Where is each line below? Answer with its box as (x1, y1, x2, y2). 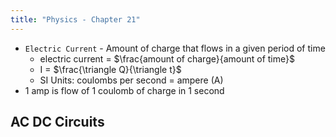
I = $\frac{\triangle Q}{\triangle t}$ (39, 63, 182, 75)
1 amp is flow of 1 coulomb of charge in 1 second (24, 84, 225, 96)
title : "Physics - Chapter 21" (10, 14, 141, 25)
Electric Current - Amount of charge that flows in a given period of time (24, 42, 326, 54)
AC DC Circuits (10, 114, 105, 131)
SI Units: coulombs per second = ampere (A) (39, 74, 224, 86)
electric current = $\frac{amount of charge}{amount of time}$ (39, 52, 295, 65)
